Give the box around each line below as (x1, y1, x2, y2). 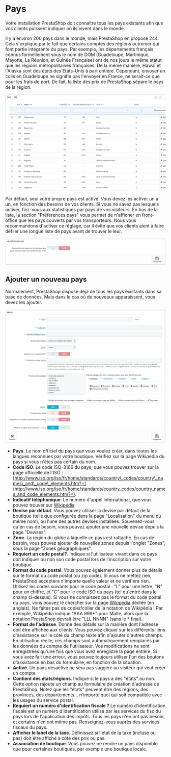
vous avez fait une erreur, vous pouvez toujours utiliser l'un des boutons (12, 653, 164, 660)
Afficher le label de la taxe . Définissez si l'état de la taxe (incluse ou (12, 729, 156, 736)
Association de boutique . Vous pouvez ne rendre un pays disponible (12, 740, 158, 746)
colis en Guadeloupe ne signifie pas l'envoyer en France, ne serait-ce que (5, 73, 160, 79)
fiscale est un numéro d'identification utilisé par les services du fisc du (12, 708, 161, 714)
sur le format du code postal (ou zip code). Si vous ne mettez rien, (12, 572, 152, 578)
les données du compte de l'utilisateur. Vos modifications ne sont (12, 643, 150, 649)
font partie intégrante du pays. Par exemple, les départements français (5, 46, 154, 52)
